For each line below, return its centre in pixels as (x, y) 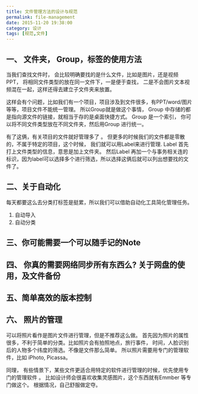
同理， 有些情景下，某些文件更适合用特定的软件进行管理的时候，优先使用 (95, 370)
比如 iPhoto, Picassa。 (43, 357)
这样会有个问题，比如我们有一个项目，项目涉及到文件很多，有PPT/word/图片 (99, 102)
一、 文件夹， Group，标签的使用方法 (74, 59)
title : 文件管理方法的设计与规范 (42, 12)
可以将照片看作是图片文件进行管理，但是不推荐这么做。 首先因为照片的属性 (98, 335)
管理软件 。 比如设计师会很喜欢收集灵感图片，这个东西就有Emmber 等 (101, 377)
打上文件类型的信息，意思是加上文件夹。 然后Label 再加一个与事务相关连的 (97, 151)
